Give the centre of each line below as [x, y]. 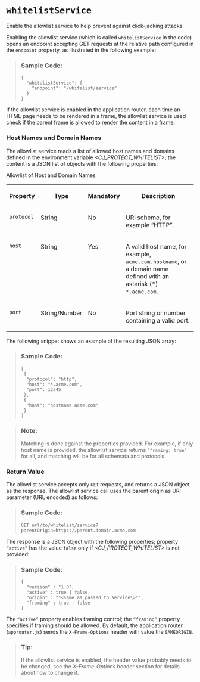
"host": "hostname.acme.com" [62, 405]
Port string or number [156, 313]
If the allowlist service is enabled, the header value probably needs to [106, 660]
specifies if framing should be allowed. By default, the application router [95, 625]
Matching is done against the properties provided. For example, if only [107, 444]
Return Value [25, 472]
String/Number [61, 313]
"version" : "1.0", [50, 587]
